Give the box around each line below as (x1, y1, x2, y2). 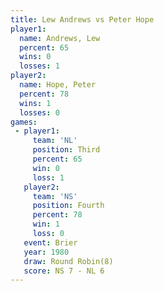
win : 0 (32, 163, 60, 173)
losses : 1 (19, 61, 60, 71)
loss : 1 (32, 172, 65, 183)
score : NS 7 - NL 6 (23, 266, 105, 276)
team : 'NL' (32, 136, 78, 146)
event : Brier (23, 237, 78, 248)
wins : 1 (19, 98, 52, 108)
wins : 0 (19, 52, 52, 62)
